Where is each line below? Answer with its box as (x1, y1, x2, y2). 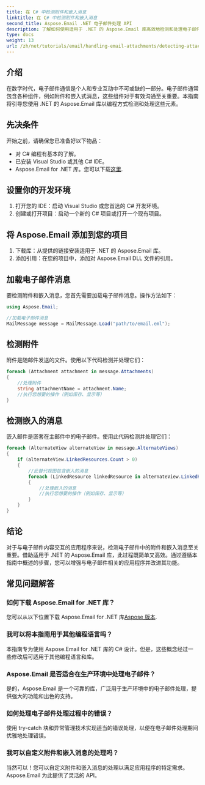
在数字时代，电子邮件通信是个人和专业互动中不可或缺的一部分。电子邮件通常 (6, 84, 199, 92)
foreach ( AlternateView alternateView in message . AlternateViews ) (6, 445, 179, 452)
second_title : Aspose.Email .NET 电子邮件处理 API (6, 20, 132, 26)
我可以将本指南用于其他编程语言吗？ (6, 630, 113, 639)
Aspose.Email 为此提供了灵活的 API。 (6, 772, 101, 779)
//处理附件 (17, 380, 41, 386)
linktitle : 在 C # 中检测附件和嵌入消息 (6, 15, 98, 21)
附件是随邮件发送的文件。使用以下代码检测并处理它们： (6, 356, 145, 364)
